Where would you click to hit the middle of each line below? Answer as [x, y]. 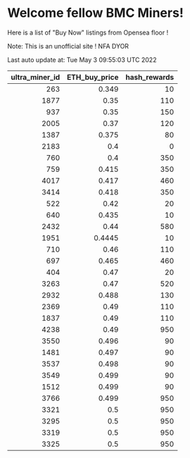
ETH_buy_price [93, 77]
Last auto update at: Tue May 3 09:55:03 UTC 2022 [82, 60]
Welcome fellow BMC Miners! [96, 13]
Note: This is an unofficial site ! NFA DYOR [68, 46]
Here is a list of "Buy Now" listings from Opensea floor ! [88, 32]
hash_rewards [150, 77]
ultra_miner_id [36, 77]
